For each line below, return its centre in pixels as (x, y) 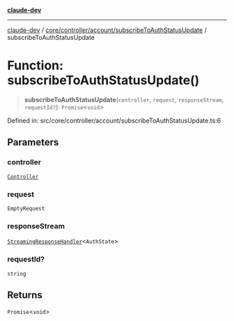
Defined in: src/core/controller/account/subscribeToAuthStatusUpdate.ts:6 (114, 120)
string (17, 274)
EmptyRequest (26, 208)
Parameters (33, 142)
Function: (36, 66)
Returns (25, 295)
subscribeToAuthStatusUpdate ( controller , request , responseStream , (124, 100)
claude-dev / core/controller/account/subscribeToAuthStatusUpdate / (107, 30)
